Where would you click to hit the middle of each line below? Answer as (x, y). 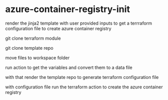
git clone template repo (30, 48)
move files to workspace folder (37, 58)
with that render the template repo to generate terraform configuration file (82, 77)
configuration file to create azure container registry (59, 28)
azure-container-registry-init (68, 9)
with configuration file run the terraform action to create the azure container (84, 87)
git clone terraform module (33, 38)
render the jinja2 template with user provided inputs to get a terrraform (79, 23)
